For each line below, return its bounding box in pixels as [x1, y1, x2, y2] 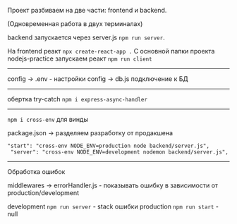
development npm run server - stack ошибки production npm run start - [7, 202, 219, 211]
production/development [7, 189, 80, 197]
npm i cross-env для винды [7, 116, 88, 123]
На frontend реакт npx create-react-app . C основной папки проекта [7, 47, 215, 55]
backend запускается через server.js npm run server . [7, 33, 165, 42]
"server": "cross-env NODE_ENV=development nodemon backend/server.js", [10, 149, 229, 156]
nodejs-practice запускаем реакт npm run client [7, 54, 153, 63]
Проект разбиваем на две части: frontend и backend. [7, 6, 167, 14]
